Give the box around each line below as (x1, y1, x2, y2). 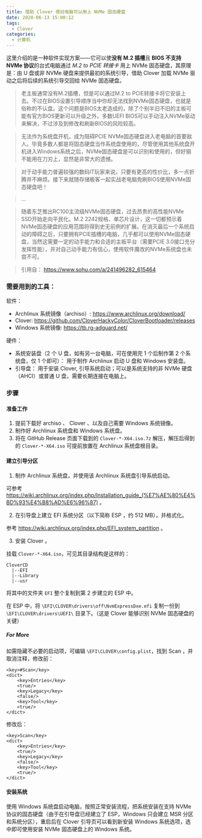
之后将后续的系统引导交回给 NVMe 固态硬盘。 (11, 77, 125, 84)
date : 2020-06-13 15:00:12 (6, 14, 74, 21)
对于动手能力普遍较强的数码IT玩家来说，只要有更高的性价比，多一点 (20, 168, 189, 175)
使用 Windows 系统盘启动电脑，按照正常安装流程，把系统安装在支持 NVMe (6, 802, 191, 810)
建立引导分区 (6, 457, 38, 465)
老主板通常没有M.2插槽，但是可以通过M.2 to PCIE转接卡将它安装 (20, 90, 182, 97)
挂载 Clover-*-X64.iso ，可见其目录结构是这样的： (6, 550, 130, 557)
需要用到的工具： (6, 282, 56, 290)
